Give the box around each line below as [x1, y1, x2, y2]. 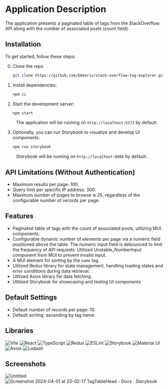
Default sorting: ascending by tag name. [12, 312, 96, 318]
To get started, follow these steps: [5, 53, 76, 59]
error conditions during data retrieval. [12, 268, 90, 274]
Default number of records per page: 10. [12, 307, 96, 313]
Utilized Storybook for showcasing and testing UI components [12, 278, 141, 284]
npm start [12, 111, 34, 116]
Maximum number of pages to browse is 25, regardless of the [12, 192, 140, 198]
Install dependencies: [12, 82, 57, 88]
